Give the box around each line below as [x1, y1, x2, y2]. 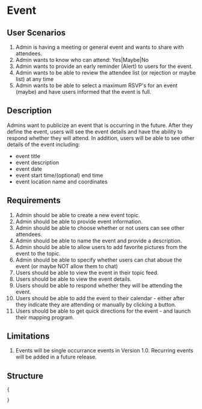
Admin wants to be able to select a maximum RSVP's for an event [15, 82, 178, 89]
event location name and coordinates [15, 178, 108, 185]
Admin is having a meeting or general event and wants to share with [15, 43, 184, 51]
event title [15, 152, 41, 159]
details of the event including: [7, 141, 81, 148]
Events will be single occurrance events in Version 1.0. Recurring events [15, 347, 194, 354]
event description [15, 159, 60, 166]
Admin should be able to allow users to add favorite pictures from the [15, 243, 187, 250]
